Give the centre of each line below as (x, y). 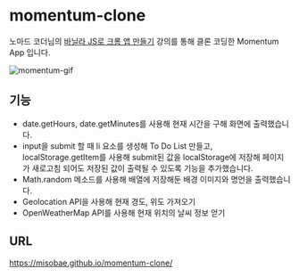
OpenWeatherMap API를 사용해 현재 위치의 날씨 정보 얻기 (124, 212)
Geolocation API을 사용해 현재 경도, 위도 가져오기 (109, 201)
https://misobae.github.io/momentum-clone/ (91, 263)
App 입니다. (30, 52)
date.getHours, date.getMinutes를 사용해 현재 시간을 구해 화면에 (137, 123)
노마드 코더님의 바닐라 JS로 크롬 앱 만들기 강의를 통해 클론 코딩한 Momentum (144, 41)
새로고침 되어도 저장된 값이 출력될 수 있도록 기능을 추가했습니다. (142, 168)
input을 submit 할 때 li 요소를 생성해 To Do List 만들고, (117, 146)
